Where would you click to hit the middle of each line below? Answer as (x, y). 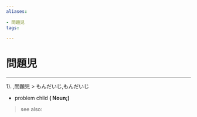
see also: (31, 109)
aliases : (17, 11)
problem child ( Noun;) (42, 98)
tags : (13, 28)
